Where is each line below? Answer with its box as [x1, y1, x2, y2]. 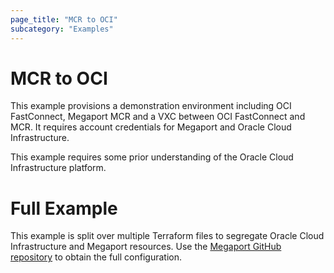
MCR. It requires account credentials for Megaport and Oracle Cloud [10, 121, 292, 133]
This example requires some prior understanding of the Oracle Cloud [10, 151, 294, 163]
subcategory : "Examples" [10, 24, 114, 34]
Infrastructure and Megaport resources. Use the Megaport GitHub [10, 241, 282, 253]
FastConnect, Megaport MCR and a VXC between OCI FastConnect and [10, 111, 306, 123]
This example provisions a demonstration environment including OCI [10, 100, 292, 112]
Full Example [10, 197, 118, 220]
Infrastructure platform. [10, 162, 107, 174]
